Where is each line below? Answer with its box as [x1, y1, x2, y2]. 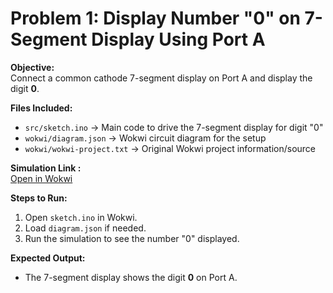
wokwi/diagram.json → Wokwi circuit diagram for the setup [24, 132, 267, 144]
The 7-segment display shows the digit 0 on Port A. [24, 271, 238, 283]
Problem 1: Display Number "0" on [10, 7, 301, 30]
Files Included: [10, 102, 73, 114]
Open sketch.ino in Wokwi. [24, 211, 138, 223]
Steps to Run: [10, 192, 68, 204]
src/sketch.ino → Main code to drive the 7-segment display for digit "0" [24, 121, 324, 133]
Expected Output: [10, 252, 86, 264]
